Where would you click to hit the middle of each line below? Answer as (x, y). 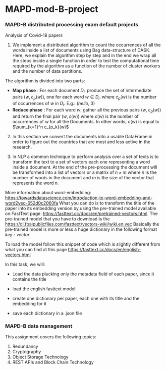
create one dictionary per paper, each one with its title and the (76, 298)
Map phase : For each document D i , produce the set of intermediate (82, 91)
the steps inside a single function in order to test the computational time (86, 61)
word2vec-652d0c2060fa (32, 203)
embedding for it (29, 304)
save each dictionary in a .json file (47, 313)
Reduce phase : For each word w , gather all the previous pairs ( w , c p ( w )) (87, 110)
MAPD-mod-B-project (52, 9)
